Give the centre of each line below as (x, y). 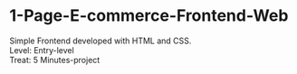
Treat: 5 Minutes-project (55, 60)
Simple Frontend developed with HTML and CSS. (101, 41)
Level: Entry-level (42, 50)
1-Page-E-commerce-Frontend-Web (149, 16)
